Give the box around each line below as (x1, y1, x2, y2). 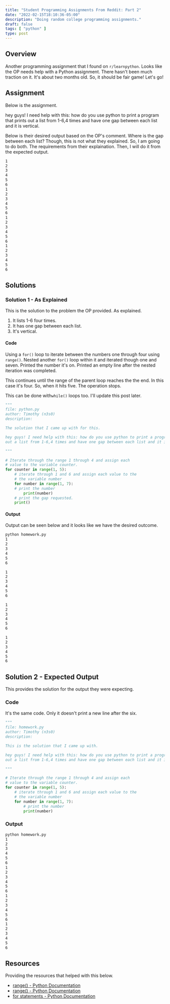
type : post (5, 31, 28, 36)
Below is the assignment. (5, 102, 58, 108)
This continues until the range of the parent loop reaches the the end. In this (5, 377, 164, 383)
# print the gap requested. (14, 495, 73, 500)
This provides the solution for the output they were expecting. (5, 686, 134, 692)
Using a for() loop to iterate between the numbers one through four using (5, 351, 160, 357)
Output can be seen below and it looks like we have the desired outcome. (5, 522, 158, 528)
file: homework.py (5, 725, 44, 730)
